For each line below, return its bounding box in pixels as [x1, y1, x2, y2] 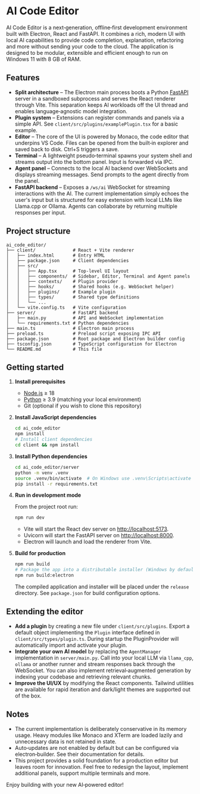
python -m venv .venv [14, 469, 68, 476]
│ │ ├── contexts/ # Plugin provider [6, 278, 118, 284]
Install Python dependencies [14, 453, 87, 460]
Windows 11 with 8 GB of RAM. [6, 55, 82, 63]
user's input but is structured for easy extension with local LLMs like [14, 196, 183, 203]
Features [6, 73, 40, 83]
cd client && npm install [14, 442, 79, 448]
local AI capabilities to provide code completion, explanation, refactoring [6, 36, 184, 43]
